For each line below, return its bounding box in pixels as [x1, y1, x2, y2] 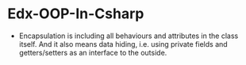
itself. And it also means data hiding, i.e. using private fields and [18, 39, 228, 48]
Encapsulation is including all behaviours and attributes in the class [18, 31, 239, 40]
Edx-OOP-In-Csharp [7, 5, 144, 23]
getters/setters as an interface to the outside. [18, 48, 167, 57]
